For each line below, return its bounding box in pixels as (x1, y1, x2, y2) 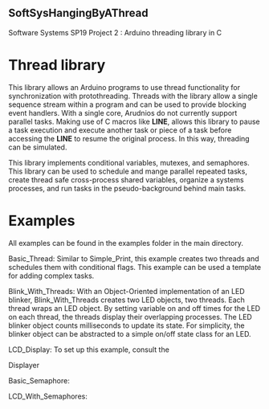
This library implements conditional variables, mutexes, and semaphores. (8, 157, 251, 167)
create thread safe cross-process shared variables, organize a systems (8, 174, 244, 184)
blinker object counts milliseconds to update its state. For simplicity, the (8, 321, 245, 330)
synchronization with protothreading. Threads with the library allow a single (8, 91, 259, 100)
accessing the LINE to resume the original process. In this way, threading (8, 133, 251, 143)
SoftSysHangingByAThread (8, 6, 149, 20)
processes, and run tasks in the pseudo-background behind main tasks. (8, 183, 247, 193)
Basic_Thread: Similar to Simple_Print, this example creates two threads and (8, 253, 259, 264)
